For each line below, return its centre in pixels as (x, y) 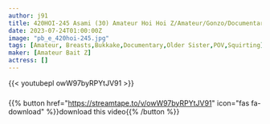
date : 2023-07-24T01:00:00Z (55, 30)
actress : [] (28, 61)
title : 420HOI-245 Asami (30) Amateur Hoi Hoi (88, 23)
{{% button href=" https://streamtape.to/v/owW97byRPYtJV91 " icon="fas (129, 103)
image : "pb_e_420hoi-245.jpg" (59, 38)
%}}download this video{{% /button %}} (113, 111)
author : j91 (28, 16)
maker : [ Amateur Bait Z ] (50, 53)
